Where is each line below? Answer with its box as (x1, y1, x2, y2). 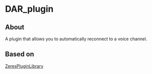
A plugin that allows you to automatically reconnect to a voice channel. (5, 36, 148, 42)
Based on (5, 50, 34, 58)
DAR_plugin (5, 3, 54, 15)
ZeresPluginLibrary (5, 63, 43, 69)
